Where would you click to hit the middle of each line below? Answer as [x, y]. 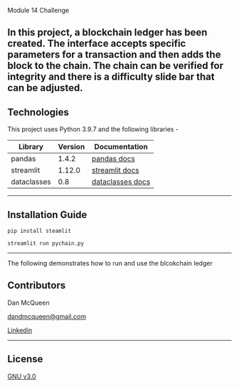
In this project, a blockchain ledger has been [107, 32]
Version [71, 147]
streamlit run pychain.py [46, 244]
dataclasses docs [121, 182]
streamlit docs [116, 170]
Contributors [37, 286]
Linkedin [20, 330]
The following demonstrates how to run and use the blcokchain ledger [110, 263]
